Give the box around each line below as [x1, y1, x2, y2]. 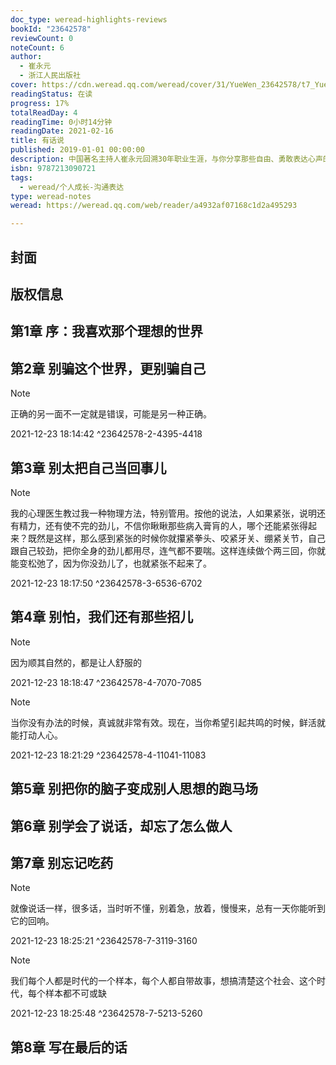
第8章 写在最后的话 [10, 1039, 128, 1056]
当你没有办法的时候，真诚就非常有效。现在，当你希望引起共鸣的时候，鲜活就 [10, 716, 326, 728]
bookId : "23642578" [10, 24, 92, 34]
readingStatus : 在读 [10, 89, 93, 99]
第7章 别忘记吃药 [10, 854, 114, 871]
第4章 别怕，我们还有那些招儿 [10, 609, 194, 626]
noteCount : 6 [10, 42, 65, 53]
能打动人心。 [10, 729, 63, 741]
